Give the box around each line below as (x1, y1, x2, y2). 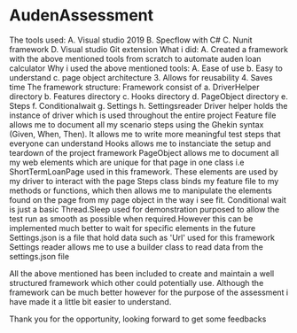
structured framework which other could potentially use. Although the (9, 277, 264, 288)
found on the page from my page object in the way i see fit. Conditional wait (9, 194, 286, 205)
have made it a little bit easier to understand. (9, 296, 172, 306)
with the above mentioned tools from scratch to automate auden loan (9, 53, 262, 64)
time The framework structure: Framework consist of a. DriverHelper (9, 81, 260, 92)
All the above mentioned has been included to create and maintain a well (9, 267, 275, 279)
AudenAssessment (9, 5, 154, 26)
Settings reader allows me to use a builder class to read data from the (9, 241, 264, 252)
